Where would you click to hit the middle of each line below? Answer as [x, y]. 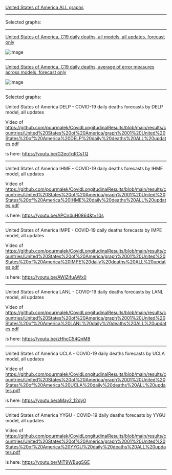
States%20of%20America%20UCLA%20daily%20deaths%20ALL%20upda [85, 385]
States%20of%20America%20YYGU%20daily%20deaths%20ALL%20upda [86, 447]
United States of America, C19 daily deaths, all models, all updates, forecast [85, 37]
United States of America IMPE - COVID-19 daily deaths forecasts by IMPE [84, 230]
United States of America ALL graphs [45, 7]
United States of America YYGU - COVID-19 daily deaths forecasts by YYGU [85, 415]
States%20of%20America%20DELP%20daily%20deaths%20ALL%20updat [86, 138]
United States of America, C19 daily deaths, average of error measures [80, 67]
